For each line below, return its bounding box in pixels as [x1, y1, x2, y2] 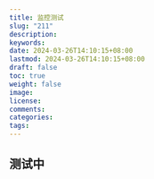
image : [9, 88, 34, 97]
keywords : [9, 38, 46, 47]
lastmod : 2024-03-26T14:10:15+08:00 [9, 55, 145, 64]
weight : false [9, 80, 62, 89]
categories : [9, 113, 53, 122]
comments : [9, 105, 46, 114]
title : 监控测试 [9, 13, 64, 22]
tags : [9, 122, 29, 131]
